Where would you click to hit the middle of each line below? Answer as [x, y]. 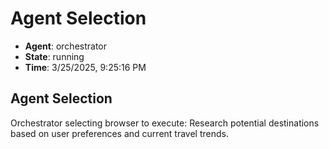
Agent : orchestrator [66, 46]
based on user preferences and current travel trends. [119, 133]
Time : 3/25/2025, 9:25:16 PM [85, 67]
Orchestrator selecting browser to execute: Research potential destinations [165, 123]
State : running [54, 56]
